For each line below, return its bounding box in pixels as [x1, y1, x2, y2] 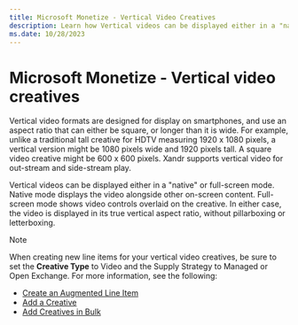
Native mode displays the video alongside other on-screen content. [9, 190, 255, 200]
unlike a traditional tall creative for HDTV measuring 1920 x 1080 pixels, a [9, 135, 277, 145]
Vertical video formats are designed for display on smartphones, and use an [9, 116, 286, 127]
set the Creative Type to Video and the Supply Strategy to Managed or [9, 261, 269, 272]
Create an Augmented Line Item [21, 288, 139, 298]
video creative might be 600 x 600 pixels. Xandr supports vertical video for [9, 153, 284, 164]
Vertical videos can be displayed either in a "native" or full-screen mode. [9, 180, 275, 190]
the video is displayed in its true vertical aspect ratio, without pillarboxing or [9, 208, 286, 219]
